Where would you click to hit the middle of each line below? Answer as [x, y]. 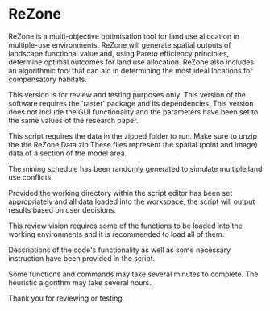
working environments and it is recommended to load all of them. [116, 234]
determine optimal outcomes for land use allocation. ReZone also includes [131, 62]
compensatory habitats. [48, 79]
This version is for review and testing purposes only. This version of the [127, 94]
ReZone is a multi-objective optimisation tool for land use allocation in [124, 36]
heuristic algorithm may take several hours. [80, 282]
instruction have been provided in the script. [82, 258]
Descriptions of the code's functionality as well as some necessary [120, 250]
